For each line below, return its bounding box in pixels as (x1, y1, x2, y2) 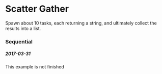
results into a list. (5, 25, 41, 31)
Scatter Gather (5, 3, 69, 15)
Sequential (5, 38, 33, 45)
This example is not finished (5, 63, 65, 69)
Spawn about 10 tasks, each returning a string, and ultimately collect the (5, 20, 157, 26)
